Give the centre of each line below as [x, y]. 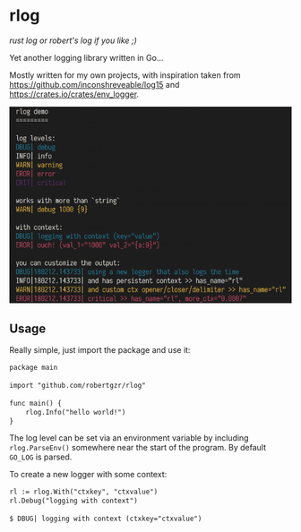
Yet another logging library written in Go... [86, 57]
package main [34, 368]
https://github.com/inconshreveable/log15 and [95, 84]
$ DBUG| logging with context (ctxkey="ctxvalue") [106, 519]
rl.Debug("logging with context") [74, 501]
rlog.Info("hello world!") [76, 413]
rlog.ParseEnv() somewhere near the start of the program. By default [138, 448]
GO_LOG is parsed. [41, 457]
